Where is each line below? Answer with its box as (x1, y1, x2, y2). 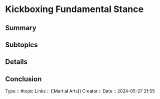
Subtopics (5, 40, 38, 49)
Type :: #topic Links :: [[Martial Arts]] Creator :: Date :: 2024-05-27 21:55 (5, 88, 155, 94)
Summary (5, 24, 37, 32)
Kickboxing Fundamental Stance (5, 4, 144, 15)
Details (5, 58, 28, 66)
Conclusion (5, 74, 42, 83)
